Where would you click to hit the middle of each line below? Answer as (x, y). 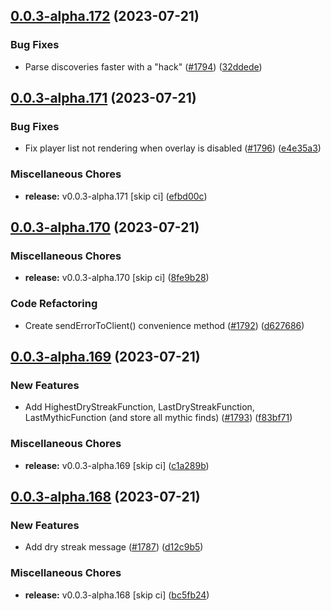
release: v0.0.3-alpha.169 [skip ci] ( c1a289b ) (117, 465)
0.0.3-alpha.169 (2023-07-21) (105, 357)
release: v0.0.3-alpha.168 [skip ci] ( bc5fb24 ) (117, 595)
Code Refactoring (54, 304)
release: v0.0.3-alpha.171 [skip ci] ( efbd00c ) (116, 196)
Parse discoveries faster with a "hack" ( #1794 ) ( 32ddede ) (143, 66)
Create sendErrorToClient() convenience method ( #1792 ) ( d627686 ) (164, 325)
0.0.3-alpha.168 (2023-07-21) (105, 497)
